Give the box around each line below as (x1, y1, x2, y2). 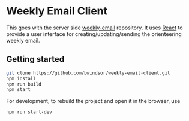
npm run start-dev (6, 109, 52, 115)
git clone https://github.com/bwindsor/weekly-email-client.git (6, 70, 170, 76)
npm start (6, 87, 31, 93)
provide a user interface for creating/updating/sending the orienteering (6, 30, 182, 37)
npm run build (6, 81, 42, 87)
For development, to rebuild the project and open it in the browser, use (6, 98, 181, 105)
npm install (6, 75, 36, 81)
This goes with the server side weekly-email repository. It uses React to (6, 24, 183, 31)
